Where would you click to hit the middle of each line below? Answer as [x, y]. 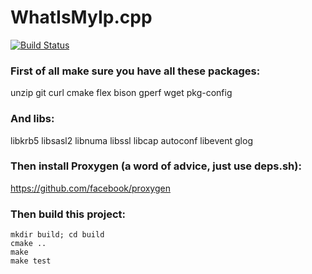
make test [31, 261]
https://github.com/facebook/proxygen [90, 188]
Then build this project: [68, 214]
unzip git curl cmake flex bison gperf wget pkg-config [121, 93]
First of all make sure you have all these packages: [135, 71]
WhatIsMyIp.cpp [81, 17]
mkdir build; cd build [57, 235]
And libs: [32, 119]
